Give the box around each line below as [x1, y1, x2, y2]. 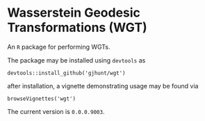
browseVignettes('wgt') [7, 95, 76, 102]
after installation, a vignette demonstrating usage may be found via [7, 81, 199, 90]
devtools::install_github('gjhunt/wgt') [7, 70, 126, 76]
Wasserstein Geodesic [7, 5, 141, 21]
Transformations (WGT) [7, 19, 147, 35]
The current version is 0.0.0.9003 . [7, 107, 105, 115]
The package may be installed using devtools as [7, 56, 146, 64]
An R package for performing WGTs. [7, 42, 110, 51]
